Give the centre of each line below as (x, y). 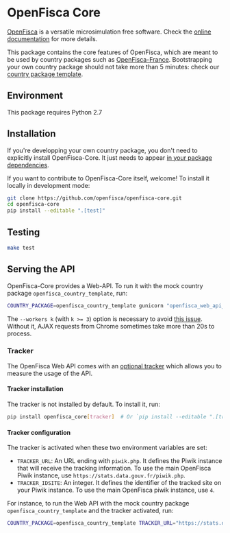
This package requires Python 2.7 (55, 112)
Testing (24, 232)
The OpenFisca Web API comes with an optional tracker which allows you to (115, 366)
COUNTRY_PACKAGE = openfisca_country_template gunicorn (86, 306)
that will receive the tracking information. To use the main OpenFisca (114, 469)
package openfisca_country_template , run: (67, 293)
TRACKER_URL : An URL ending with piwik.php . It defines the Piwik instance (119, 461)
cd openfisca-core (33, 204)
